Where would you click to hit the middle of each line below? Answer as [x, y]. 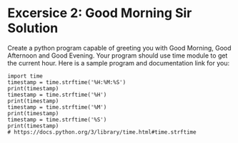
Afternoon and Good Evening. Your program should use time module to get [118, 55]
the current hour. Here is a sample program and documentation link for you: [119, 63]
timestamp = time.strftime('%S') [57, 120]
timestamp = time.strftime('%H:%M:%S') [67, 82]
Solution [33, 28]
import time [25, 76]
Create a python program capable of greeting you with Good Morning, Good [119, 48]
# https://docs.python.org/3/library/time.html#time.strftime [102, 132]
